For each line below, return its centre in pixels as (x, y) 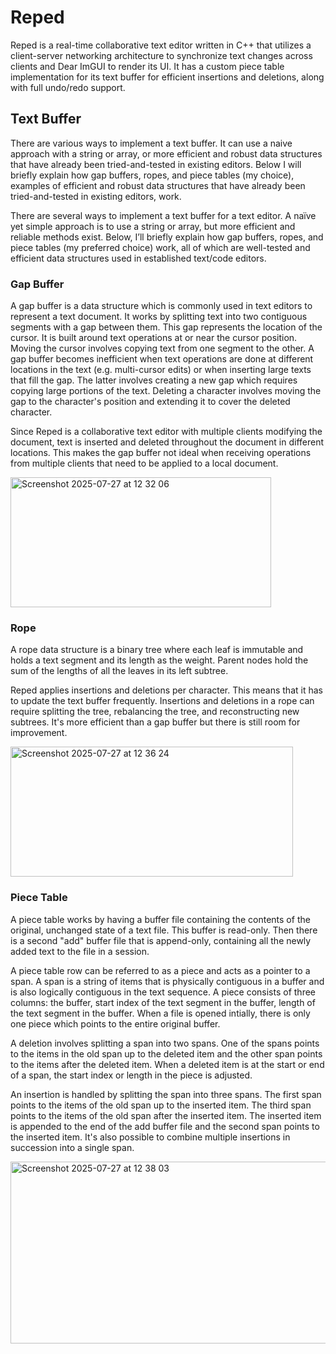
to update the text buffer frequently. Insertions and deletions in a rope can (162, 701)
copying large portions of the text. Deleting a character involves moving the (166, 391)
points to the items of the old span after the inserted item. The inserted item (166, 1115)
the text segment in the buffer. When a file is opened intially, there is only (160, 1013)
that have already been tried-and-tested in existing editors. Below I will (156, 164)
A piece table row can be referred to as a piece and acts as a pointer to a (160, 970)
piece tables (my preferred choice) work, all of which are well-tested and (160, 247)
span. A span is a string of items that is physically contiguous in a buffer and (167, 981)
